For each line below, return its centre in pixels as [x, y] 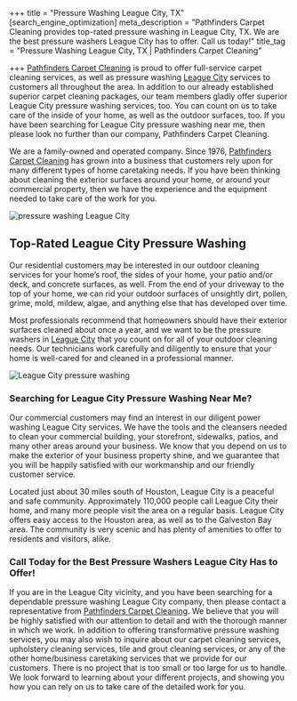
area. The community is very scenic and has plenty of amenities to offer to [145, 529]
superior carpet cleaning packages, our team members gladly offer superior [148, 96]
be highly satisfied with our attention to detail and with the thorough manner [148, 621]
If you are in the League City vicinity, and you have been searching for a [141, 592]
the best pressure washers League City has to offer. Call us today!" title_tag [148, 41]
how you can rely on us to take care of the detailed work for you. [128, 687]
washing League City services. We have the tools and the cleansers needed [148, 427]
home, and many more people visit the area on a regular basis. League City [147, 511]
